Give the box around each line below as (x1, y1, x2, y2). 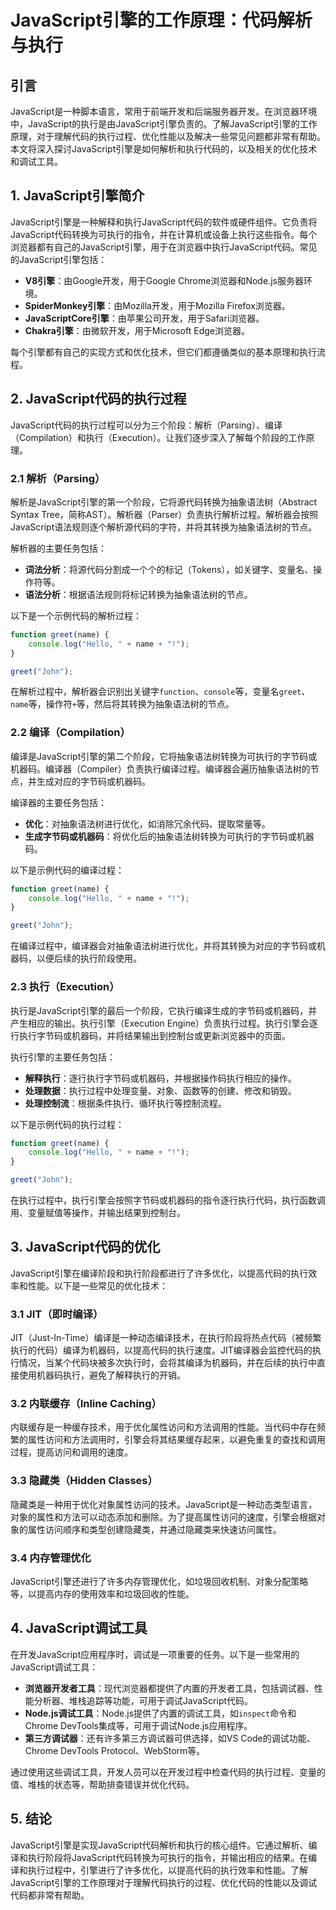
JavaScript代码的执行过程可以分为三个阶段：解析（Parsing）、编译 (10, 419, 283, 431)
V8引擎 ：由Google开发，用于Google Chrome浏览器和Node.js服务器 (24, 274, 304, 286)
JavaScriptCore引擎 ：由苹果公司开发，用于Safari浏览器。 (24, 312, 265, 324)
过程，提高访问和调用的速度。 (10, 1446, 133, 1458)
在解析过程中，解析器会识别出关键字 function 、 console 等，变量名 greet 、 (10, 686, 311, 698)
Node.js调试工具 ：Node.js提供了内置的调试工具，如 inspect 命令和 (24, 1707, 297, 1719)
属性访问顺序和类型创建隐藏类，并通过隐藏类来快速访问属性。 (27, 1523, 282, 1535)
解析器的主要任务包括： (10, 542, 107, 554)
